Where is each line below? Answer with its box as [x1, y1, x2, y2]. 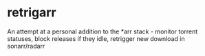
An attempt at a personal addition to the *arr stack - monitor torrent [7, 27, 198, 36]
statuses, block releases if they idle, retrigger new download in [7, 34, 185, 42]
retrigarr [7, 5, 56, 20]
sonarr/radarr [7, 42, 45, 50]
